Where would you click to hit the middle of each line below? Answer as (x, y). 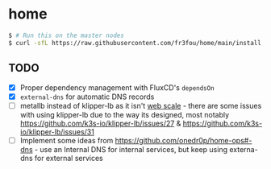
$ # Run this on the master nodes (67, 35)
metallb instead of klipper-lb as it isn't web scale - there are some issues (141, 105)
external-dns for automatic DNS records (87, 97)
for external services (69, 158)
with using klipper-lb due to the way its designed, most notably (125, 114)
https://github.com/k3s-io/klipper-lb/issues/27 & (100, 123)
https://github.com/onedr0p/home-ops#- (183, 140)
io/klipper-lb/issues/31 (57, 132)
